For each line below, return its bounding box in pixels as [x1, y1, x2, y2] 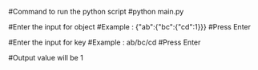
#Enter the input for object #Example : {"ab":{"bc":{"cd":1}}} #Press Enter [8, 22, 251, 31]
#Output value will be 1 [8, 53, 84, 62]
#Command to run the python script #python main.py [8, 7, 184, 16]
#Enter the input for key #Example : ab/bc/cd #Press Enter [8, 37, 201, 47]
